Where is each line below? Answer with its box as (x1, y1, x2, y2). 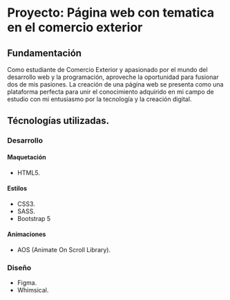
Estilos (7, 184, 28, 193)
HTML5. (17, 168, 40, 177)
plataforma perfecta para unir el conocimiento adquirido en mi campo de (7, 88, 214, 96)
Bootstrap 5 (17, 214, 51, 222)
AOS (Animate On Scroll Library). (17, 245, 111, 254)
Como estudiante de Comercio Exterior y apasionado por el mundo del (7, 66, 209, 73)
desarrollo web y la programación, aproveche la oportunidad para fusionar (7, 73, 219, 81)
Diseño (7, 263, 32, 272)
